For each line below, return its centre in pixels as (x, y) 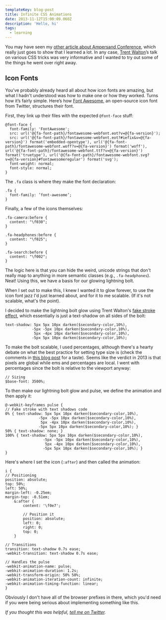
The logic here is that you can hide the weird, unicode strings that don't (78, 270)
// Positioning (21, 475)
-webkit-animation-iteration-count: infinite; (54, 579)
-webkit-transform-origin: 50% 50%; (43, 575)
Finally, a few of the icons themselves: (44, 208)
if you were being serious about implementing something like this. (72, 602)
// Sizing (15, 377)
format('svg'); (103, 159)
